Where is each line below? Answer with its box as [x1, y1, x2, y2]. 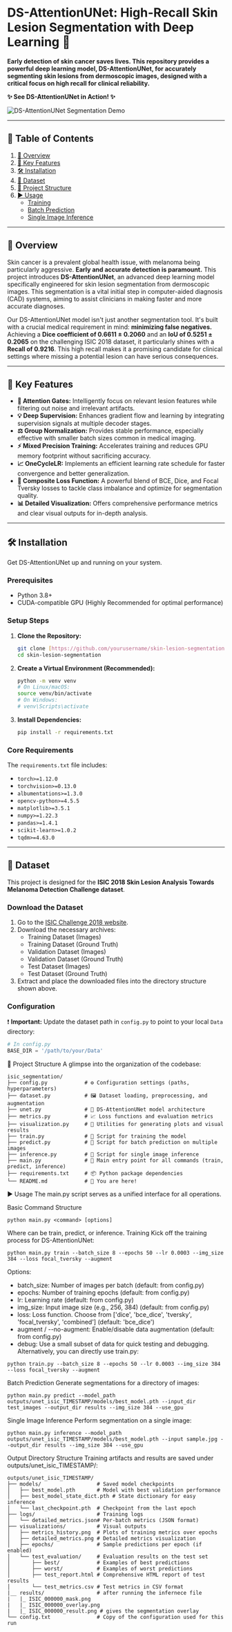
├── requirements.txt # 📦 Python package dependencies [7, 1170, 183, 1177]
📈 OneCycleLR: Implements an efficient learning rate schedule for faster [17, 460, 225, 468]
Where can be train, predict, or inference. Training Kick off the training [7, 1229, 207, 1237]
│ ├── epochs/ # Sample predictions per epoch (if [7, 1541, 202, 1548]
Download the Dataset [7, 902, 84, 912]
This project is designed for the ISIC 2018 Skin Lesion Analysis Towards [7, 878, 215, 886]
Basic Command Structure [7, 1203, 82, 1212]
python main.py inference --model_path [7, 1429, 122, 1437]
